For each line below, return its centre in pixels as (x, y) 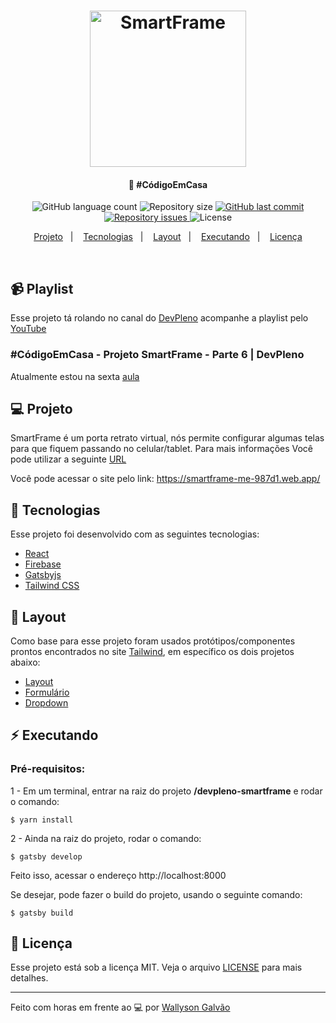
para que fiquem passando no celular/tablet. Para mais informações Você (162, 449)
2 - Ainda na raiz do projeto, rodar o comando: (106, 838)
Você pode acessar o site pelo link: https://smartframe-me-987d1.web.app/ (165, 479)
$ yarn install (42, 820)
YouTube (28, 329)
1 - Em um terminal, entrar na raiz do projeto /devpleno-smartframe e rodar (166, 791)
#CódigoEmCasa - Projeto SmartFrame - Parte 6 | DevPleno (157, 355)
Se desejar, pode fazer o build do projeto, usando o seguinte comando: (156, 894)
